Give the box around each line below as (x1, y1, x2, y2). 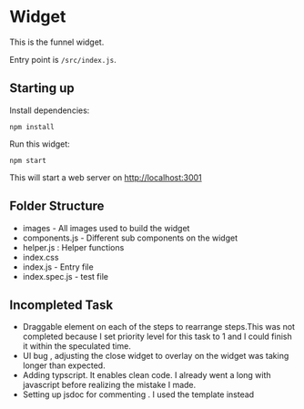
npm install (9, 122, 55, 131)
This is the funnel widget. (9, 36, 105, 47)
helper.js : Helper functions (22, 241, 125, 252)
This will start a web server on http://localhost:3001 (9, 171, 202, 183)
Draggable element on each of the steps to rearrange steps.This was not (22, 322, 296, 332)
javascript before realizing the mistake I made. (22, 380, 197, 391)
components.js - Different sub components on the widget (22, 232, 238, 243)
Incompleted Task (9, 297, 114, 312)
